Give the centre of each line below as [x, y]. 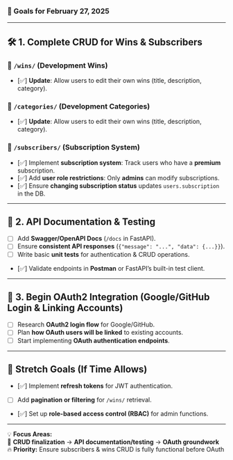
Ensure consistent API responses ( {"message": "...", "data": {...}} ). [121, 246]
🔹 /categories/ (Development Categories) [79, 106]
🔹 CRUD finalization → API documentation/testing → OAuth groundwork [113, 442]
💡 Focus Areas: [30, 434]
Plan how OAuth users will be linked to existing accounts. [100, 333]
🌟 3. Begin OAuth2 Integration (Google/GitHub [109, 297]
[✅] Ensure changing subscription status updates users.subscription [118, 185]
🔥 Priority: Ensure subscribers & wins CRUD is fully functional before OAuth [116, 450]
